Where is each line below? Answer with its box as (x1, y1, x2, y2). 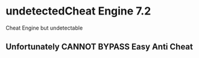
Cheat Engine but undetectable (5, 24, 83, 31)
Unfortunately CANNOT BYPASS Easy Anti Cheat (5, 42, 194, 52)
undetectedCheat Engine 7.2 (5, 4, 151, 18)
